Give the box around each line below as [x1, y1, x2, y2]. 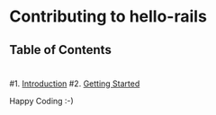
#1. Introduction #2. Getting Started [9, 78, 140, 89]
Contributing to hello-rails [9, 6, 207, 27]
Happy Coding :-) [9, 95, 74, 106]
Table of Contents [9, 42, 112, 57]
